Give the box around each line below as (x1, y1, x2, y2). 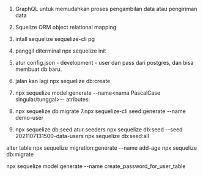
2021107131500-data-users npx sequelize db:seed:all (15, 133, 150, 139)
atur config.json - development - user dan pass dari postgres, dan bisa (15, 59, 194, 66)
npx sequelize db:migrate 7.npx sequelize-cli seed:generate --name (15, 108, 186, 115)
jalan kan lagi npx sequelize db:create (15, 78, 111, 84)
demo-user (15, 114, 44, 121)
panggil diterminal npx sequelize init (15, 47, 106, 54)
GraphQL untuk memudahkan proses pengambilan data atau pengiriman (15, 5, 197, 12)
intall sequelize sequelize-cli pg (15, 35, 95, 42)
